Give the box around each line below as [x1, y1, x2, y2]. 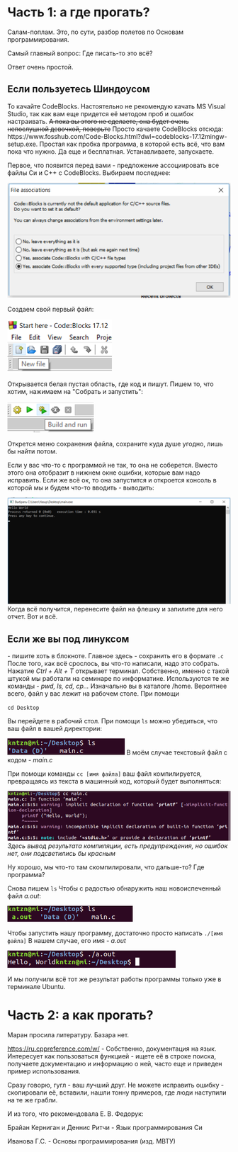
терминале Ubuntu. [7, 982, 66, 990]
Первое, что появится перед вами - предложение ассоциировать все [7, 161, 220, 169]
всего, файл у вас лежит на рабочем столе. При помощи [7, 689, 179, 698]
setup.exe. [7, 140, 38, 148]
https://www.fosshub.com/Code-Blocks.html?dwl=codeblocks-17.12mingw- [7, 132, 228, 140]
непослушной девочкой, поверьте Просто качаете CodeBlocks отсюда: [7, 125, 224, 133]
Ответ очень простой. [7, 62, 74, 71]
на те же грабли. [7, 1095, 58, 1104]
